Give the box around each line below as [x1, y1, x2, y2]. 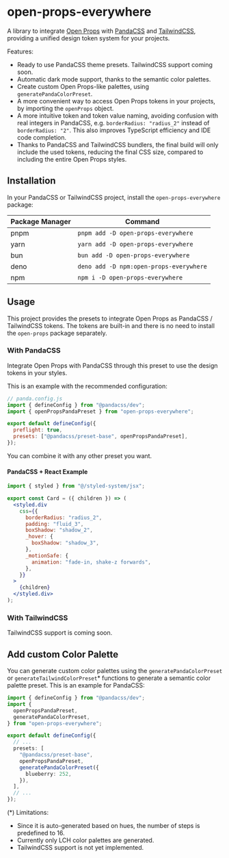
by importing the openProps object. [16, 104, 114, 112]
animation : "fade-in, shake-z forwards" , [31, 559, 152, 566]
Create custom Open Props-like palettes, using [16, 82, 149, 90]
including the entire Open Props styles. [16, 155, 127, 163]
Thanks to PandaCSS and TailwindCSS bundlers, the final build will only [16, 140, 219, 149]
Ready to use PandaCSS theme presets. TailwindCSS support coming [16, 60, 213, 68]
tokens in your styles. [7, 368, 68, 377]
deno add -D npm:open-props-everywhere [77, 262, 207, 270]
